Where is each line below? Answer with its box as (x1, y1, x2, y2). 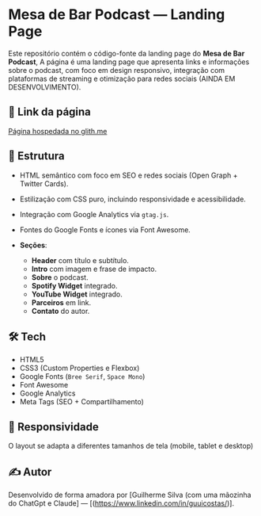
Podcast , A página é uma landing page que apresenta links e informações (8, 57, 250, 67)
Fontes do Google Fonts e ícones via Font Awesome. (19, 224, 191, 235)
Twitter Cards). (19, 178, 69, 188)
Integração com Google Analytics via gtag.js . (19, 209, 169, 219)
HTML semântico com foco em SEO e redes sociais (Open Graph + (19, 170, 238, 180)
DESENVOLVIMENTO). (8, 82, 81, 92)
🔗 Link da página (8, 105, 91, 119)
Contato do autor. (31, 306, 90, 315)
